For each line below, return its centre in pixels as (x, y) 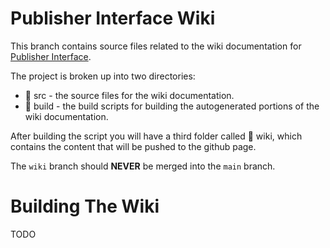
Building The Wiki (85, 206)
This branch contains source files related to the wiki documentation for (156, 46)
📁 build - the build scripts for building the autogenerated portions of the (172, 106)
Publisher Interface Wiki (113, 18)
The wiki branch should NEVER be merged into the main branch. (143, 166)
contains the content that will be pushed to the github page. (133, 146)
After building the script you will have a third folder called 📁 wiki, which (156, 136)
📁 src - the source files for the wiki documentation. (129, 95)
